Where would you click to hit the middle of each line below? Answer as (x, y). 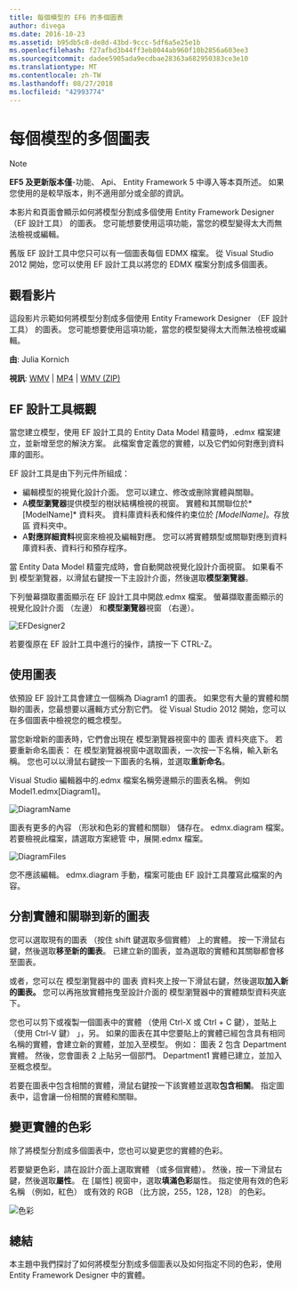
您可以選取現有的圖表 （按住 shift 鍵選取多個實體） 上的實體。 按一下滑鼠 (144, 939)
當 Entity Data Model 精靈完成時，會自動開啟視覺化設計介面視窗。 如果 (139, 567)
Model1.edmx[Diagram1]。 (57, 791)
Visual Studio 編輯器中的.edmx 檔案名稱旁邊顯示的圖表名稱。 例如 (130, 780)
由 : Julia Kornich (39, 359)
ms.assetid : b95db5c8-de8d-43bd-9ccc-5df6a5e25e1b (105, 42)
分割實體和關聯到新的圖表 (79, 917)
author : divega (37, 26)
